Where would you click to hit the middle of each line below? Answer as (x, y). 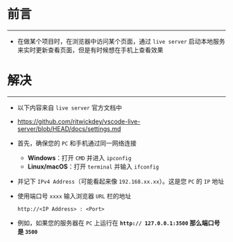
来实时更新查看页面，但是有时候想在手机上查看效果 (90, 50)
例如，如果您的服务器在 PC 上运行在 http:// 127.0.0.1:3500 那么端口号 (119, 223)
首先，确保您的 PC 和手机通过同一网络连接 (77, 143)
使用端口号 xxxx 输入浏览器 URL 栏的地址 (74, 196)
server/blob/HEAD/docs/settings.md (69, 128)
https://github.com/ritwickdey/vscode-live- (79, 121)
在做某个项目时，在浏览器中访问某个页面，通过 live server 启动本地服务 (121, 41)
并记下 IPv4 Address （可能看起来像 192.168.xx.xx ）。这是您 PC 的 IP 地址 (121, 181)
